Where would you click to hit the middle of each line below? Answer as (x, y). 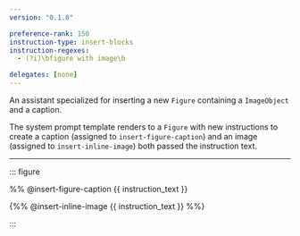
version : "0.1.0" (42, 17)
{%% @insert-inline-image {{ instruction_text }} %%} (107, 206)
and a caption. (36, 110)
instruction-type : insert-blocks (71, 42)
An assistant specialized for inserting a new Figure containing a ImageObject (149, 100)
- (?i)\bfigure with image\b (71, 59)
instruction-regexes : (50, 50)
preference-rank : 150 (50, 34)
